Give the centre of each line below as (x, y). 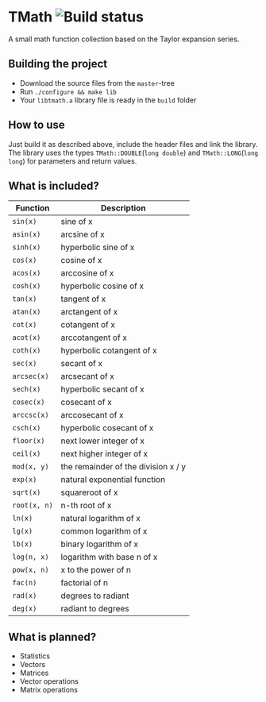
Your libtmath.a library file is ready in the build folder (108, 100)
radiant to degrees (95, 609)
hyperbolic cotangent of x (109, 351)
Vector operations (49, 681)
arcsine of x (83, 234)
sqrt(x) (27, 493)
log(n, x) (31, 557)
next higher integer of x (104, 454)
